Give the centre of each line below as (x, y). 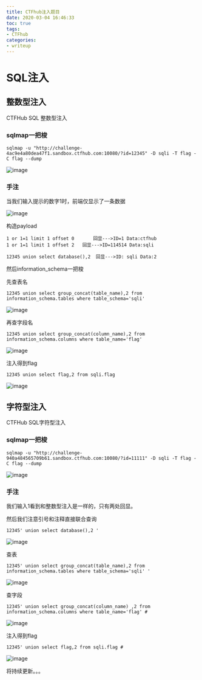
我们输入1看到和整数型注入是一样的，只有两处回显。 (71, 506)
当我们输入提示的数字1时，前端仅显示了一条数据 (66, 201)
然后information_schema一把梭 (45, 269)
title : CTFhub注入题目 (33, 12)
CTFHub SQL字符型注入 (36, 423)
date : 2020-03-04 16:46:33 (40, 18)
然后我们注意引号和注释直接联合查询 (52, 519)
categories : (21, 40)
